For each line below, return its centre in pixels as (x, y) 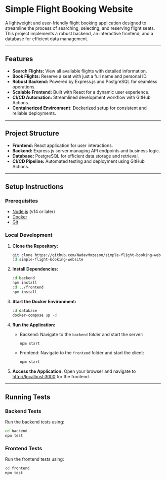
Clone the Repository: (35, 246)
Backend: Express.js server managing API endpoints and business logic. (86, 150)
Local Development (29, 235)
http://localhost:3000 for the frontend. (51, 377)
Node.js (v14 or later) (34, 211)
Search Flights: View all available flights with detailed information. (80, 71)
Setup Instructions (34, 186)
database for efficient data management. (47, 39)
